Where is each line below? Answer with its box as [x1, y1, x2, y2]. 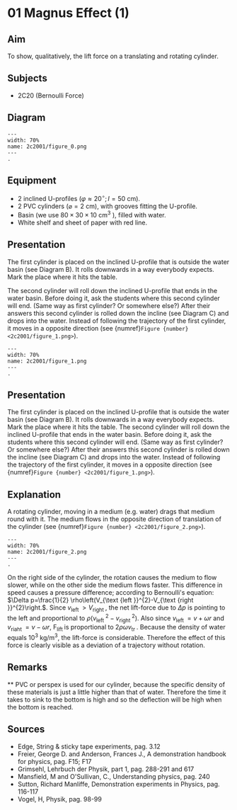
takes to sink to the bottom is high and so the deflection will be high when [7, 695, 222, 704]
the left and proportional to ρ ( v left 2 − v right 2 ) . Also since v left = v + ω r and [7, 612, 224, 624]
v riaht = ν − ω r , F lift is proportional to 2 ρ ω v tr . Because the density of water [7, 623, 226, 633]
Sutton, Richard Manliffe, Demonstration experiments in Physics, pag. [17, 780, 221, 788]
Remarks [7, 661, 48, 673]
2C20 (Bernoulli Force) [17, 91, 85, 100]
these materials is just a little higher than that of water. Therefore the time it [7, 688, 226, 696]
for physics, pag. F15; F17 [17, 757, 92, 765]
